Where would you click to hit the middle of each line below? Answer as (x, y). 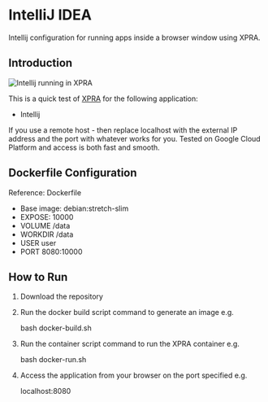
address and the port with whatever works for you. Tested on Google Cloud (135, 138)
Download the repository (62, 297)
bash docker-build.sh (56, 328)
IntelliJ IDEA (50, 15)
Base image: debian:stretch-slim (74, 208)
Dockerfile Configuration (73, 173)
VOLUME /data (45, 225)
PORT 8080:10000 (51, 251)
